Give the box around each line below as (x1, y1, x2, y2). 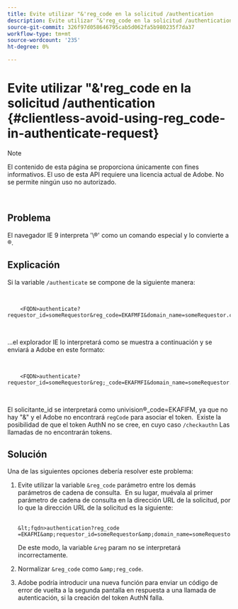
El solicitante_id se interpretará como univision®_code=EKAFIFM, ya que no (7, 405, 228, 414)
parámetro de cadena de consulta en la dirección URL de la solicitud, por (17, 496, 231, 505)
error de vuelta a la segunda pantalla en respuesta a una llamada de (17, 586, 216, 595)
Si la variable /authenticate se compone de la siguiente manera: (7, 278, 195, 286)
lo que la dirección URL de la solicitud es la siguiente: (17, 503, 174, 512)
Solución (7, 448, 47, 460)
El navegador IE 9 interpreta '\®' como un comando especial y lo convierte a (7, 231, 229, 239)
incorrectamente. (17, 551, 69, 559)
